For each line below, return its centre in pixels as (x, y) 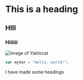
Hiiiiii (11, 42)
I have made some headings (35, 72)
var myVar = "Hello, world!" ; (37, 62)
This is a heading (42, 9)
